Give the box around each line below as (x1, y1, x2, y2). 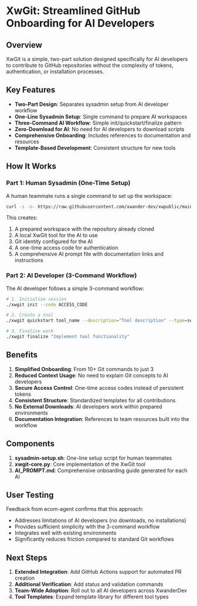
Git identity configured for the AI (14, 238, 93, 245)
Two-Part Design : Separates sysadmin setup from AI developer (14, 100, 169, 107)
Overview (6, 40, 43, 50)
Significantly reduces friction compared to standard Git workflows (14, 536, 174, 543)
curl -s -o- (6, 204, 35, 210)
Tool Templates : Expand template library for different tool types (14, 593, 169, 600)
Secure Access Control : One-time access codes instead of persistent (14, 384, 184, 391)
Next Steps (6, 553, 47, 563)
